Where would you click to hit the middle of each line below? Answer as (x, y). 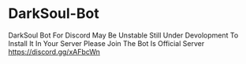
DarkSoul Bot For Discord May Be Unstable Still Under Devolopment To (123, 35)
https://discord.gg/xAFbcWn (54, 52)
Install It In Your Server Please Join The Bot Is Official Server (106, 43)
